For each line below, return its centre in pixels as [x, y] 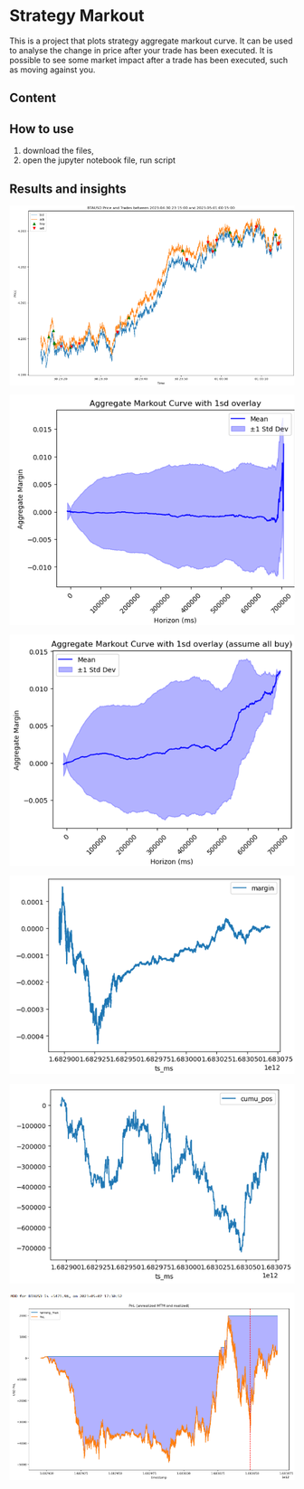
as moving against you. [52, 70]
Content [33, 98]
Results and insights [68, 189]
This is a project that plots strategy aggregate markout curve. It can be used [151, 41]
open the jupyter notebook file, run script [99, 160]
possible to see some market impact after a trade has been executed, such [149, 60]
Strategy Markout [77, 16]
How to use [42, 129]
